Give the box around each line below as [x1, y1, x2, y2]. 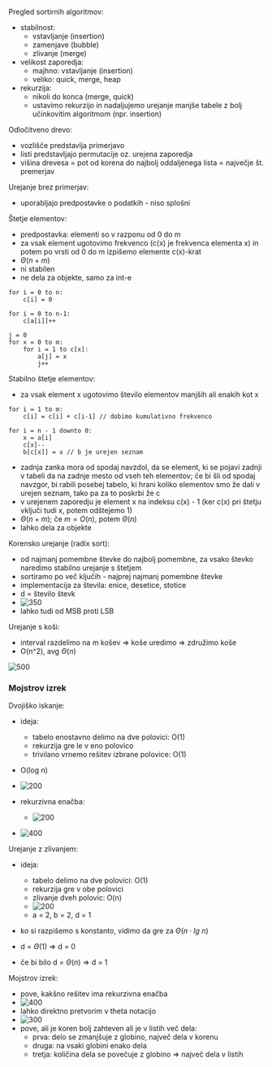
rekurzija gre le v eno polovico [32, 741, 134, 751]
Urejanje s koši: [8, 622, 60, 631]
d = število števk [19, 589, 76, 599]
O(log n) [19, 765, 49, 775]
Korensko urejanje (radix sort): [8, 538, 110, 548]
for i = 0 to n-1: [8, 310, 71, 318]
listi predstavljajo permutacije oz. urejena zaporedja [19, 150, 193, 159]
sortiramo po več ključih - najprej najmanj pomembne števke [19, 572, 223, 581]
